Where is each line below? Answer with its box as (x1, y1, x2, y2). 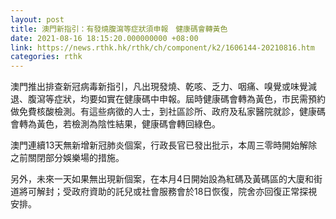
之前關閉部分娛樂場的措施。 (10, 152, 125, 164)
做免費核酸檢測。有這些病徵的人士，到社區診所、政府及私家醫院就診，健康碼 (10, 106, 326, 118)
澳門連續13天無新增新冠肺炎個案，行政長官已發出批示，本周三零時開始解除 (10, 139, 318, 151)
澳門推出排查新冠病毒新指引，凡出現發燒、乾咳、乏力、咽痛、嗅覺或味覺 (10, 81, 308, 93)
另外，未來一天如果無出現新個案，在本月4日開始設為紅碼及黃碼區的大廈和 (10, 173, 315, 185)
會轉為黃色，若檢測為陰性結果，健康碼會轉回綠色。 (10, 118, 221, 130)
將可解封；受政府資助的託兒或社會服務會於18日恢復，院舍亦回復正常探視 (18, 186, 318, 198)
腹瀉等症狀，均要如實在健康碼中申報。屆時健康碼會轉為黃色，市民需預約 (27, 93, 326, 105)
